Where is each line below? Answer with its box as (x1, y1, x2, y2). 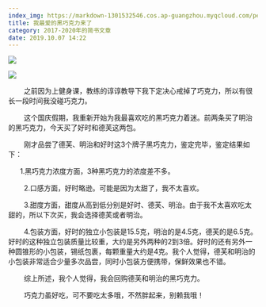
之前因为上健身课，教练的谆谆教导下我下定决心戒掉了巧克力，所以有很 (23, 86, 253, 96)
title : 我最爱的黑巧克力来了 (8, 19, 93, 27)
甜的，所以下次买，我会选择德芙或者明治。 (8, 210, 147, 220)
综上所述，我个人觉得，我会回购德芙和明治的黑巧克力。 (23, 274, 204, 283)
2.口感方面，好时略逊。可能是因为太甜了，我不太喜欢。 (23, 183, 204, 193)
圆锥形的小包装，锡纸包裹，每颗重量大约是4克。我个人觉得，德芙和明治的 (14, 247, 256, 256)
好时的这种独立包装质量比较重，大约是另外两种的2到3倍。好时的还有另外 (8, 237, 246, 247)
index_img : (8, 11, 44, 20)
